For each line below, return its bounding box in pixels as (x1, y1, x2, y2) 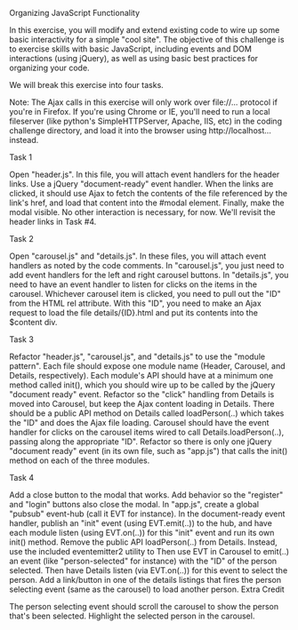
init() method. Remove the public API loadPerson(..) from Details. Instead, (9, 537, 278, 547)
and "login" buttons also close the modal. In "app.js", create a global (9, 499, 260, 509)
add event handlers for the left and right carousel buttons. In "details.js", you (9, 270, 289, 280)
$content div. (9, 317, 58, 327)
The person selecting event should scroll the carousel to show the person (9, 602, 279, 611)
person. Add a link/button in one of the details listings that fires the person (9, 575, 282, 585)
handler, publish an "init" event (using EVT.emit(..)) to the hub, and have (9, 518, 273, 528)
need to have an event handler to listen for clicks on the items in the (9, 279, 258, 290)
